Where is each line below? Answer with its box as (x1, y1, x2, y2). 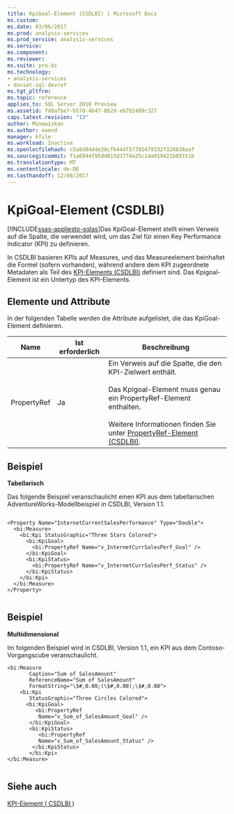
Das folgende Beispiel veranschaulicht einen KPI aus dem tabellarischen (7, 492, 214, 501)
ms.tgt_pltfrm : (7, 88, 52, 95)
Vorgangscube (7, 650, 50, 659)
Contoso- (198, 643, 226, 652)
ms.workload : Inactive (7, 140, 73, 147)
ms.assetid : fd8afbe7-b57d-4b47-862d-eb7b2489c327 (7, 107, 157, 114)
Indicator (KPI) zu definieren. (7, 240, 90, 248)
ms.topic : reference (7, 95, 68, 102)
